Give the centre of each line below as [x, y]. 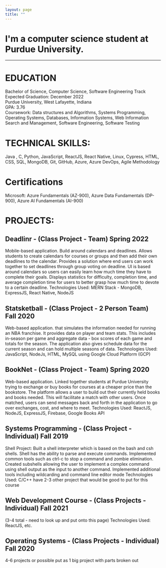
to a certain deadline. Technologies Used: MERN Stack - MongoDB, [74, 287]
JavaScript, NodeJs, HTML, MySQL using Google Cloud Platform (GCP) [78, 354]
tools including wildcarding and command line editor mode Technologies [79, 474]
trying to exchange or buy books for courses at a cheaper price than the [79, 387]
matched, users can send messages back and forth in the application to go [81, 403]
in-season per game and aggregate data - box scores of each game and [79, 338]
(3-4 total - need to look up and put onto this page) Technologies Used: [78, 520]
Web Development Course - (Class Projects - [76, 501]
